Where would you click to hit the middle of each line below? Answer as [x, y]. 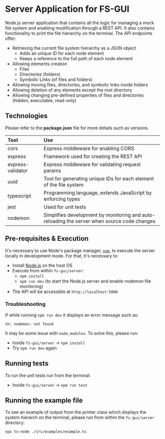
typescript [19, 196]
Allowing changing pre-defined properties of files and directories [78, 95]
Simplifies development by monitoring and [92, 215]
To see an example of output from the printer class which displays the [76, 412]
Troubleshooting [25, 304]
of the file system [64, 184]
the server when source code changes [111, 221]
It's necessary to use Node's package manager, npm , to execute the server [80, 251]
